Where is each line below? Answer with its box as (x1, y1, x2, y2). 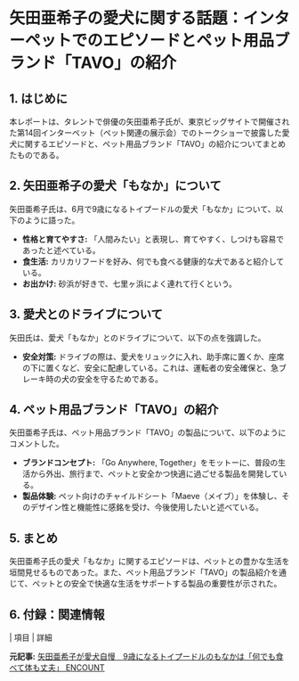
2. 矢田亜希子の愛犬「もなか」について (9, 178, 222, 193)
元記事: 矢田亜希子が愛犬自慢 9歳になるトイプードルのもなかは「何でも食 (9, 652, 284, 662)
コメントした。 (9, 439, 64, 449)
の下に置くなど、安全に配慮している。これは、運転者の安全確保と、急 (21, 362, 279, 373)
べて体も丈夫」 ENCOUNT (9, 662, 105, 673)
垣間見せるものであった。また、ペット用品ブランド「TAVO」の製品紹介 (9, 567, 271, 578)
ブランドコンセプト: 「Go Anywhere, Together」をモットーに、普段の (21, 457, 279, 468)
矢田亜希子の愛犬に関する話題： (9, 8, 244, 29)
